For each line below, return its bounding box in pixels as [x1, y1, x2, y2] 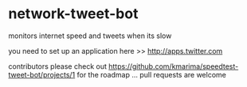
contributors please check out [8, 61, 108, 71]
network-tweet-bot [8, 5, 139, 23]
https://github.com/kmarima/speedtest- [108, 61, 239, 71]
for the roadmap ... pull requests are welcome [76, 70, 227, 79]
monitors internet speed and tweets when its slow [8, 31, 172, 40]
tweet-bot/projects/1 [8, 70, 76, 79]
